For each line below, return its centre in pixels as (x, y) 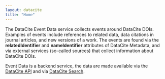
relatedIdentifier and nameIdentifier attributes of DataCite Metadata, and (82, 45)
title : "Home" (20, 15)
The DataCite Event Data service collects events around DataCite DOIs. (79, 29)
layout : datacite (24, 10)
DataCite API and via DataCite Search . (45, 71)
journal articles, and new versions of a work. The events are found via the (82, 40)
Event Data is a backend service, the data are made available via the (77, 66)
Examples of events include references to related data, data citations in (79, 34)
